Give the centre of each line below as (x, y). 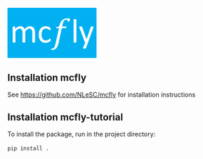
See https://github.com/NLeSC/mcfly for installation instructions (101, 95)
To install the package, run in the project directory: (82, 134)
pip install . (28, 149)
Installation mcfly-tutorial (65, 117)
